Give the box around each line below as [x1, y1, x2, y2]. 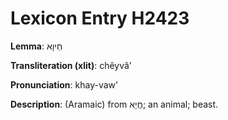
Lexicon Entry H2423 [10, 7, 190, 30]
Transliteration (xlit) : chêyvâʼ [10, 59, 132, 71]
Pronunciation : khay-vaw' [10, 78, 119, 91]
